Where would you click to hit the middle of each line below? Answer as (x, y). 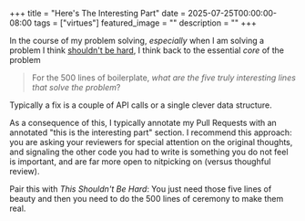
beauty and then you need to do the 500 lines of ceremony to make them (147, 199)
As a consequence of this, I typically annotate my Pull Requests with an (143, 123)
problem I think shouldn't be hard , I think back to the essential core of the (147, 50)
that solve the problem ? (76, 87)
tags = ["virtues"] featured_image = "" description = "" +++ (145, 23)
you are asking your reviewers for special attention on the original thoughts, (151, 142)
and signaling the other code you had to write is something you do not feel (149, 152)
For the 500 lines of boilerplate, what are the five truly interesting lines (163, 78)
